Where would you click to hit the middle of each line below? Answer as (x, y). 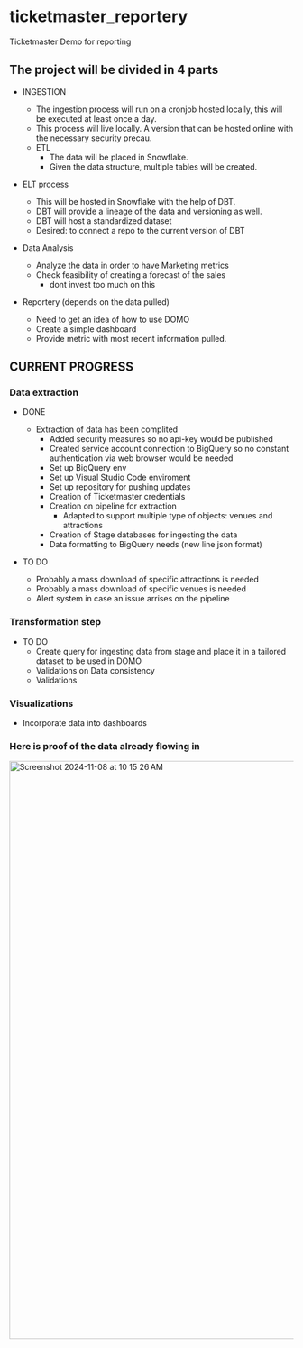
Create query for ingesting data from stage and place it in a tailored (161, 651)
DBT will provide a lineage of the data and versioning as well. (149, 211)
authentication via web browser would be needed (141, 458)
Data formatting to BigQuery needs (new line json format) (156, 545)
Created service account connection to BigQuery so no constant (169, 449)
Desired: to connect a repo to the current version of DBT (140, 230)
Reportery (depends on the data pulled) (96, 302)
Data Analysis (48, 248)
